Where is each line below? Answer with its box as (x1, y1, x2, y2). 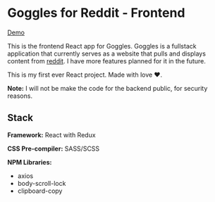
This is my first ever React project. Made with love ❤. (7, 70, 163, 79)
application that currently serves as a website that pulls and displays (7, 49, 207, 58)
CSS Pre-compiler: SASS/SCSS (7, 144, 100, 153)
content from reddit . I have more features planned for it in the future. (7, 56, 207, 65)
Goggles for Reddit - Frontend (7, 5, 185, 21)
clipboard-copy (17, 187, 63, 195)
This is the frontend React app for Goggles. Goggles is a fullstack (7, 42, 197, 50)
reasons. (7, 91, 33, 100)
